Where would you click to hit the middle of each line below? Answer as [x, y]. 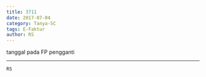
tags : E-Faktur [26, 29]
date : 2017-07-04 [29, 18]
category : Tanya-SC [31, 23]
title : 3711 [21, 12]
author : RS [20, 35]
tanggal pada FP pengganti [40, 52]
